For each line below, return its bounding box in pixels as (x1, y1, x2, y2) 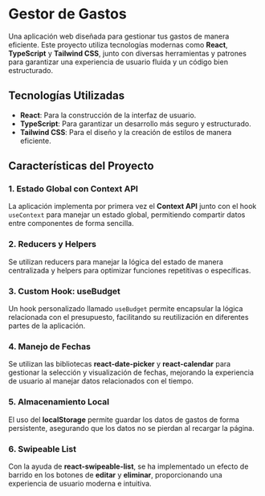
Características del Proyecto (8, 159, 154, 173)
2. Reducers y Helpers (8, 239, 97, 250)
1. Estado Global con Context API (8, 183, 139, 195)
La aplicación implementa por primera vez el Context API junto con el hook (8, 202, 257, 211)
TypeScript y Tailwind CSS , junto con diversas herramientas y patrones (8, 48, 247, 58)
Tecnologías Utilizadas (8, 89, 125, 103)
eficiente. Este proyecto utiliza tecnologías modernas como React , (8, 39, 228, 49)
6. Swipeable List (8, 443, 76, 454)
